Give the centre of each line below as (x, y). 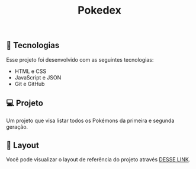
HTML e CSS (30, 71)
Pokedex (99, 10)
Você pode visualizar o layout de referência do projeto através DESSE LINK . (98, 160)
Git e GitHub (30, 84)
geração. (17, 127)
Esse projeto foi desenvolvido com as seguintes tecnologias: (80, 59)
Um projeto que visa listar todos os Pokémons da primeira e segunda (90, 120)
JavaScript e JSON (38, 77)
